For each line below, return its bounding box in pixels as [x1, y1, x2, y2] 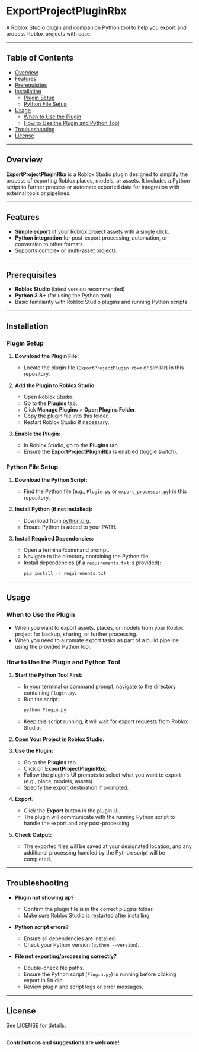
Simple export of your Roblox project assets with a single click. [14, 228, 169, 235]
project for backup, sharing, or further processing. [14, 630, 138, 638]
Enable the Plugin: [14, 430, 61, 437]
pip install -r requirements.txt [23, 571, 107, 577]
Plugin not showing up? [14, 894, 74, 901]
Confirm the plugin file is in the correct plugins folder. [23, 905, 154, 912]
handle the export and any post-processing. [23, 819, 131, 827]
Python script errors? [14, 923, 69, 930]
